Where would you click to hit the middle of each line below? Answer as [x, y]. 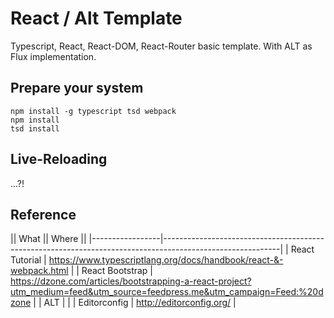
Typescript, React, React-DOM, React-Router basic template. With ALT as [161, 46]
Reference [43, 214]
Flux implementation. [53, 56]
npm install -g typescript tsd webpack [93, 111]
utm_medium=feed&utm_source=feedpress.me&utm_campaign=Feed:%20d [167, 292]
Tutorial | [28, 260]
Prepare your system [77, 88]
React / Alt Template [96, 18]
